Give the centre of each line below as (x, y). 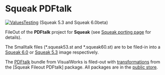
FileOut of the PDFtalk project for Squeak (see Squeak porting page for (78, 32)
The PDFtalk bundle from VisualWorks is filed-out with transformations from (82, 62)
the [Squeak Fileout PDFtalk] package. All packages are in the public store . (82, 67)
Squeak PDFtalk (38, 9)
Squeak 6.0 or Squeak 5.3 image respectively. (52, 52)
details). (13, 37)
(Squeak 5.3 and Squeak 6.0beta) (74, 22)
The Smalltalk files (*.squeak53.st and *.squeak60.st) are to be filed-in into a (83, 47)
